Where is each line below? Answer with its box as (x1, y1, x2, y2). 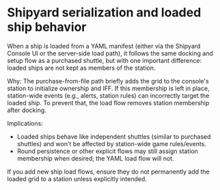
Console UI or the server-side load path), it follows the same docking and (7, 49, 213, 57)
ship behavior (7, 19, 87, 35)
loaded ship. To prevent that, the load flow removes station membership (7, 98, 210, 107)
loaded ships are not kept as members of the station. (7, 64, 156, 72)
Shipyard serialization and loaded (7, 5, 202, 21)
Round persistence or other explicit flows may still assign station (16, 147, 198, 155)
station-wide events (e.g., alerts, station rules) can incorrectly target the (7, 91, 210, 100)
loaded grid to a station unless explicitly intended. (7, 174, 147, 182)
